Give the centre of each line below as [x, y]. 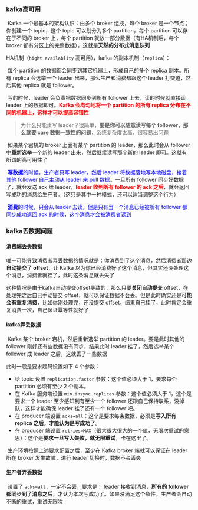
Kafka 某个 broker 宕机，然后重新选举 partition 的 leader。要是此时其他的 [96, 339]
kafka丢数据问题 [29, 231]
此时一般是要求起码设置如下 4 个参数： [53, 366]
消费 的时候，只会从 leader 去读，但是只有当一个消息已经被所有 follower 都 [97, 207]
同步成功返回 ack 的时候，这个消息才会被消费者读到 [69, 214]
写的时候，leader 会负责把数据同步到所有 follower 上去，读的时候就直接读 [97, 98]
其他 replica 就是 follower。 [44, 85]
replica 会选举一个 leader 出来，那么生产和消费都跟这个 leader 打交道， [99, 78]
